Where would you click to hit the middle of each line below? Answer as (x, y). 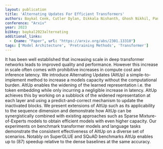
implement (16, 80)
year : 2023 (16, 28)
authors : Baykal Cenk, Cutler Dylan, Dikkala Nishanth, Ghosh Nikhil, (78, 18)
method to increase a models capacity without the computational (92, 80)
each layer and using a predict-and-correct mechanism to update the (74, 100)
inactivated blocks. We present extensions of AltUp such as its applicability (80, 105)
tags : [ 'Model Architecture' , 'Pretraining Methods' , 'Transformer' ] (77, 45)
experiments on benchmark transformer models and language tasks (73, 126)
